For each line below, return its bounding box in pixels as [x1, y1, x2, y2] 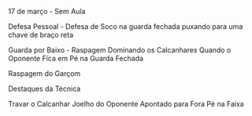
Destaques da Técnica [8, 84, 81, 93]
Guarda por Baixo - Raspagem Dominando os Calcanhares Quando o [8, 45, 232, 54]
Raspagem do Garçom [8, 69, 81, 78]
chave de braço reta [8, 31, 74, 39]
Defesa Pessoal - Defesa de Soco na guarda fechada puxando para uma [8, 22, 243, 31]
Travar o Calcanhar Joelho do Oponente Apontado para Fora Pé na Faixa [8, 100, 244, 108]
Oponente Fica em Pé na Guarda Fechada [8, 54, 144, 63]
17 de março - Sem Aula [8, 7, 86, 16]
